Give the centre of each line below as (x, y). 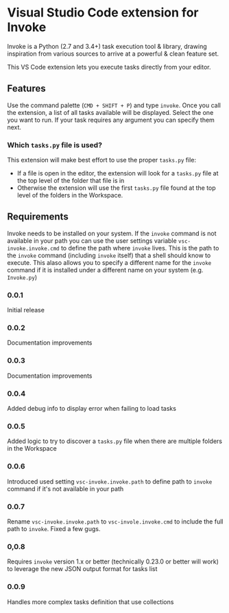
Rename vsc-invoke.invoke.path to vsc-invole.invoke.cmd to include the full (115, 521)
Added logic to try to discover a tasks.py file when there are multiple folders (115, 441)
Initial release (26, 310)
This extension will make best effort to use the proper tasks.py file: (102, 160)
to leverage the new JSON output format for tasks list (82, 569)
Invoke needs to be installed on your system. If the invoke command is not (112, 233)
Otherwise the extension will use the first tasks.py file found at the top (116, 188)
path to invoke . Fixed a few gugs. (54, 528)
